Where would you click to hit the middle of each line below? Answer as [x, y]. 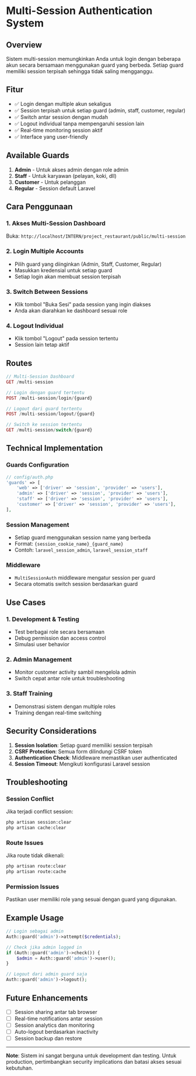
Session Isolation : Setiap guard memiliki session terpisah [83, 745]
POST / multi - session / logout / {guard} [50, 414]
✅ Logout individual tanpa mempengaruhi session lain [79, 124]
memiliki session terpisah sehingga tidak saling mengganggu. [80, 71]
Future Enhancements [47, 998]
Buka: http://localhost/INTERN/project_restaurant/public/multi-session [96, 236]
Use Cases [26, 602]
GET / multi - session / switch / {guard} [49, 430]
